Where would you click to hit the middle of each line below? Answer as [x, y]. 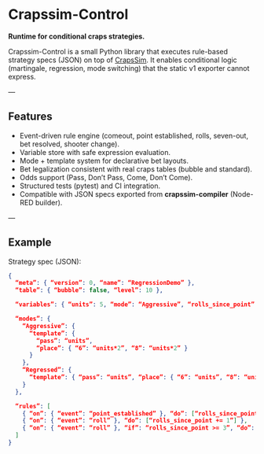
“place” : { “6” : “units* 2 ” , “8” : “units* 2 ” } [112, 348]
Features [30, 117]
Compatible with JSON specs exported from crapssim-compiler [124, 194]
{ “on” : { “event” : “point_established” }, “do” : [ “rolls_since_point [140, 413]
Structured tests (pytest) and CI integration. [90, 186]
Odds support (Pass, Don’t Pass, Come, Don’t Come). [106, 177]
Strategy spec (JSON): [45, 261]
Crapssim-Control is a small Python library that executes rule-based [118, 51]
